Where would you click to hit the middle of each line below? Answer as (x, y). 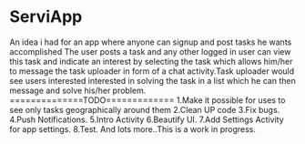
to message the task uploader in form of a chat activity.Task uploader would (152, 71)
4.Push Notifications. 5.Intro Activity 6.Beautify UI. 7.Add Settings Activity (147, 119)
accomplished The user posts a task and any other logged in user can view (150, 51)
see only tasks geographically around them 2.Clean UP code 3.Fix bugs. (145, 109)
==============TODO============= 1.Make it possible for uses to (147, 100)
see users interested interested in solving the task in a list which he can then (152, 80)
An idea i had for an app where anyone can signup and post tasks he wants (151, 42)
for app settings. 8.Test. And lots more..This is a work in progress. (133, 129)
